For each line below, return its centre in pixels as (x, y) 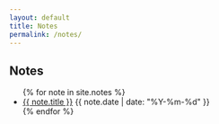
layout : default (39, 18)
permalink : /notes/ (46, 34)
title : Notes (34, 26)
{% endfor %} (48, 111)
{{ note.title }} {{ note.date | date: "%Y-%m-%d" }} (116, 102)
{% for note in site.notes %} (74, 93)
